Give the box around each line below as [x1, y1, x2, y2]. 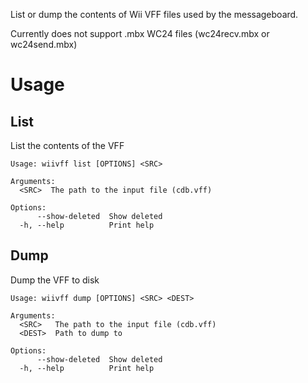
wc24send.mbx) [10, 39, 78, 50]
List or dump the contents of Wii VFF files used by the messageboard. [10, 9, 299, 20]
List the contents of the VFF [10, 140, 125, 151]
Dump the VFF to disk [10, 274, 100, 286]
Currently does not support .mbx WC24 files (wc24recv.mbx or [10, 28, 270, 39]
